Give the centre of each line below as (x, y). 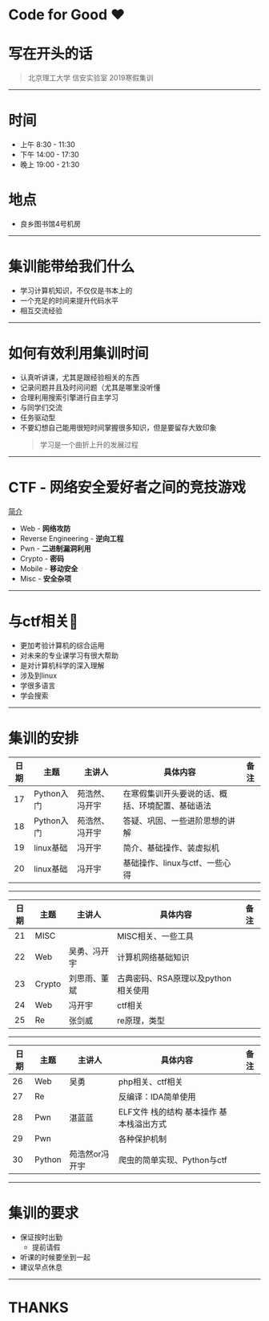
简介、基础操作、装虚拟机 (171, 847)
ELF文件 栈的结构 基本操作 (168, 1111)
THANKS (39, 1307)
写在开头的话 (51, 54)
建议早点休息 (41, 1267)
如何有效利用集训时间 (79, 354)
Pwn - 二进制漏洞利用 (55, 548)
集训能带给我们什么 (72, 267)
